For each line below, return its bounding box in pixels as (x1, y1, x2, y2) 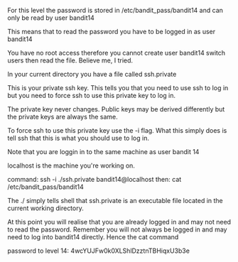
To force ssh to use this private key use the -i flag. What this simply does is (7, 126, 227, 134)
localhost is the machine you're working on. (7, 161, 135, 170)
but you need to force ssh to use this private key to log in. (7, 92, 176, 99)
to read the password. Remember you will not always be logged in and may (7, 225, 227, 234)
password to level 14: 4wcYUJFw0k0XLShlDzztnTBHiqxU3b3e (7, 246, 190, 255)
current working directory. (7, 204, 84, 212)
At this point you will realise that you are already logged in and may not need (7, 218, 232, 226)
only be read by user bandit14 (7, 13, 94, 22)
